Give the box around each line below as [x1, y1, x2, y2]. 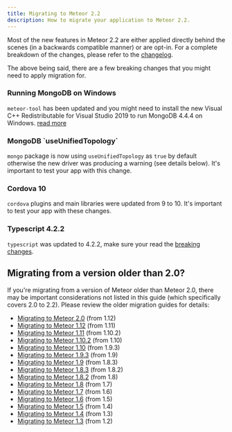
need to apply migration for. [7, 71, 87, 80]
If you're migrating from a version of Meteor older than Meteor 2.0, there [7, 285, 214, 294]
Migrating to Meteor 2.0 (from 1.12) [17, 314, 116, 322]
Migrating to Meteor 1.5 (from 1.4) [17, 402, 113, 411]
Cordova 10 [7, 184, 46, 194]
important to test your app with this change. [7, 167, 132, 175]
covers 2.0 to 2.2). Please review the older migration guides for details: [7, 300, 210, 309]
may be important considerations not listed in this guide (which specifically [7, 293, 221, 301]
